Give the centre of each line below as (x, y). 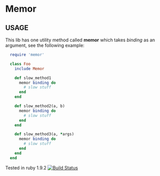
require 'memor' (27, 55)
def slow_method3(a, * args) (44, 134)
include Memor (29, 69)
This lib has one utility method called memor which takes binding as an (80, 40)
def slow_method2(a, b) (40, 106)
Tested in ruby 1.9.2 (26, 168)
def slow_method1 (33, 78)
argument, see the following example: (45, 45)
